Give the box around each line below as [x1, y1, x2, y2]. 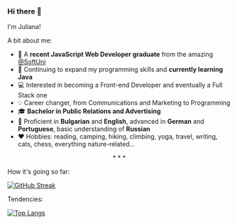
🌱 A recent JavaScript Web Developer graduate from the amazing [17, 50, 214, 59]
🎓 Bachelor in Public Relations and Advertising [17, 107, 161, 116]
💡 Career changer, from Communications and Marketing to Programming [17, 99, 231, 107]
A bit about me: [7, 36, 53, 45]
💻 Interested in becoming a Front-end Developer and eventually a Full [17, 81, 223, 90]
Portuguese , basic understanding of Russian [17, 124, 150, 134]
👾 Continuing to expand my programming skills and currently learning [17, 65, 224, 74]
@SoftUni [17, 58, 46, 66]
